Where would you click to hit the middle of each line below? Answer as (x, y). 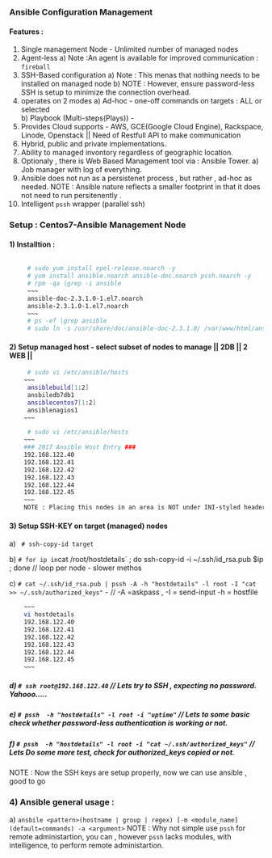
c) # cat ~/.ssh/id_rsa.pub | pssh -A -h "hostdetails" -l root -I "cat (133, 584)
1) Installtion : (32, 244)
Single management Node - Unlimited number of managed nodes (130, 49)
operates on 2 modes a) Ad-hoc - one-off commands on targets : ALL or (141, 101)
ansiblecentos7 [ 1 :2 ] (61, 403)
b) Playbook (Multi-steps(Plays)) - (77, 118)
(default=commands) (42, 829)
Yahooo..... (28, 694)
